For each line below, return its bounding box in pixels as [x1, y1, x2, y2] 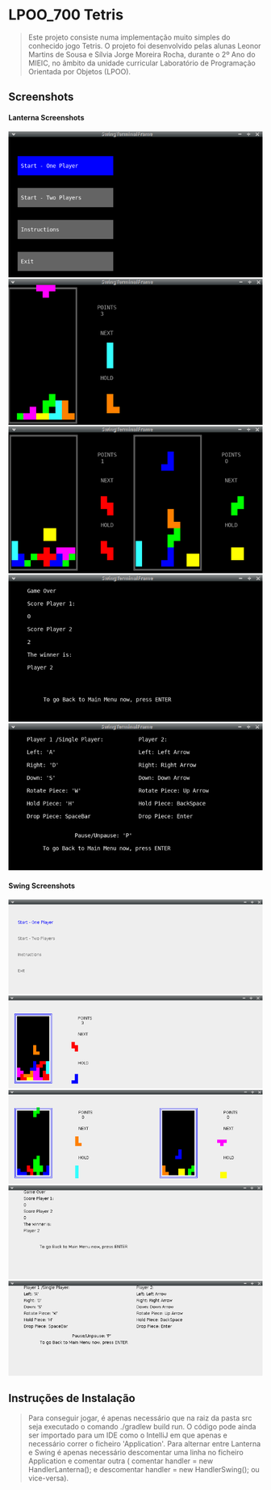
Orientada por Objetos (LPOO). [27, 66, 131, 76]
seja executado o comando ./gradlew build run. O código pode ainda [27, 1421, 256, 1431]
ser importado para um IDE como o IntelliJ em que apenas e [27, 1430, 228, 1440]
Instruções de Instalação [8, 1391, 135, 1405]
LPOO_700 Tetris [8, 6, 123, 24]
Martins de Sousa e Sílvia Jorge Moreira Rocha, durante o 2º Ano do [27, 49, 256, 59]
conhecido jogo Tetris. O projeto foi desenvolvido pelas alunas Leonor [27, 40, 261, 50]
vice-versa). [27, 1473, 69, 1483]
